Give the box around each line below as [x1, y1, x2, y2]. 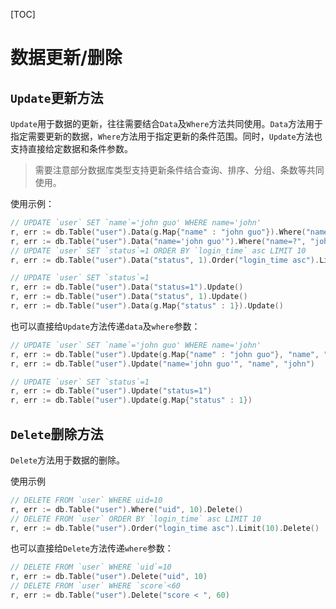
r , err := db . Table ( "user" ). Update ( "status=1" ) [10, 386, 213, 396]
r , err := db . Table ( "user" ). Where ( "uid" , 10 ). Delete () [10, 504, 244, 514]
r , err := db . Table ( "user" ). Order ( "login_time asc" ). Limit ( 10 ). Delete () [10, 523, 320, 533]
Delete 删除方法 [10, 425, 104, 443]
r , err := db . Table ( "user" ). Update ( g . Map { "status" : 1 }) [10, 395, 253, 406]
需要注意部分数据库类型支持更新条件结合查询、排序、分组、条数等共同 [34, 164, 325, 176]
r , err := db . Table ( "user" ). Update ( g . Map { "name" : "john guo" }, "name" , [10, 349, 320, 359]
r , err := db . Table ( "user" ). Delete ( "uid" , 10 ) [10, 572, 208, 582]
